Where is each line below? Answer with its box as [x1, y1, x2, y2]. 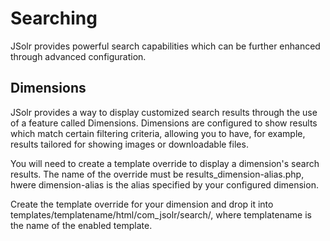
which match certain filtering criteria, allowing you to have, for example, [10, 127, 306, 139]
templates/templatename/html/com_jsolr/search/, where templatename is [10, 208, 312, 221]
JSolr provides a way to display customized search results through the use [10, 106, 318, 118]
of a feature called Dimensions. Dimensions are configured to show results [10, 117, 318, 129]
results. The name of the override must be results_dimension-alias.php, [10, 168, 305, 180]
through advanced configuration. [10, 50, 147, 62]
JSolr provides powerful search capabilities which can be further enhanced [10, 40, 321, 52]
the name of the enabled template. [10, 219, 153, 231]
